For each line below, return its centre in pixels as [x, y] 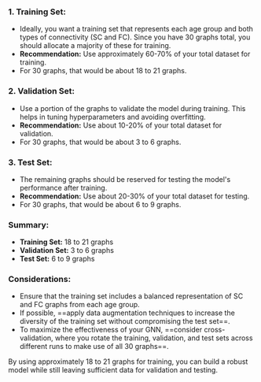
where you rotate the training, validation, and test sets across [154, 338]
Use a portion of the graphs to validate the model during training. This [132, 108]
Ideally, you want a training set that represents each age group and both [136, 29]
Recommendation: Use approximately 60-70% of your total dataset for [135, 54]
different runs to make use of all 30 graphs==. [94, 347]
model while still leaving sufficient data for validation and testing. [113, 370]
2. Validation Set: [41, 91]
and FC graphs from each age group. [79, 305]
